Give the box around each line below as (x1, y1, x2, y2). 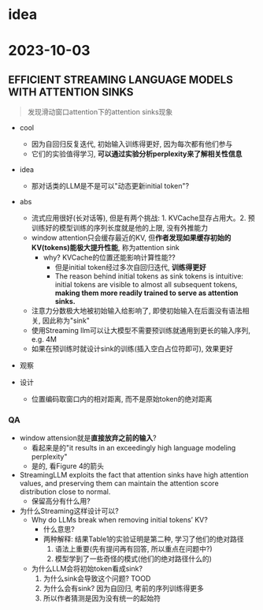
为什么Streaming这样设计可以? (19, 507, 120, 516)
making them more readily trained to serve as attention (54, 288, 239, 298)
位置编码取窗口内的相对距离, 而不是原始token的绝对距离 (31, 395, 213, 404)
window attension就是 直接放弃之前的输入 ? (19, 433, 157, 443)
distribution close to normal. (19, 487, 111, 496)
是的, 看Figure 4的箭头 (31, 462, 105, 471)
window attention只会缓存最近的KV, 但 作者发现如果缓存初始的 (31, 233, 232, 242)
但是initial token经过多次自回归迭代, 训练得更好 (54, 263, 207, 272)
